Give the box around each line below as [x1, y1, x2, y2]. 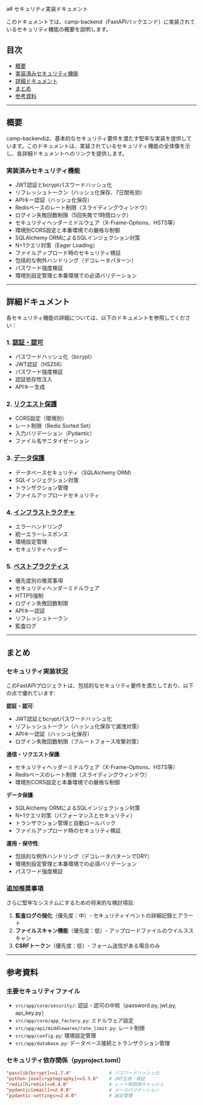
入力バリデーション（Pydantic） [14, 430, 95, 437]
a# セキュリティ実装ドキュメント [6, 5, 88, 12]
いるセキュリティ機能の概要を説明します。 [6, 26, 112, 33]
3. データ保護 [6, 454, 45, 462]
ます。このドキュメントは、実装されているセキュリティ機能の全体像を [11, 142, 185, 149]
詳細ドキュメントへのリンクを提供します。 [22, 150, 128, 157]
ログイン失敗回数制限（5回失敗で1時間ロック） [14, 211, 132, 219]
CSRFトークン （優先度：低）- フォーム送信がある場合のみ [14, 942, 160, 950]
